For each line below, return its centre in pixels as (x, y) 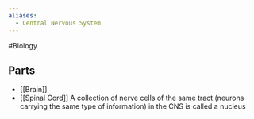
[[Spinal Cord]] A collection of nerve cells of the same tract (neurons (132, 98)
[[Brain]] (33, 90)
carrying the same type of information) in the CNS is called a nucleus (133, 106)
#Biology (23, 45)
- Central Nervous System (58, 23)
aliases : (23, 15)
